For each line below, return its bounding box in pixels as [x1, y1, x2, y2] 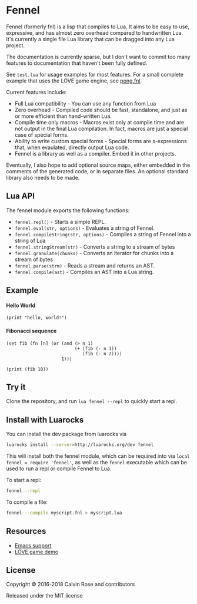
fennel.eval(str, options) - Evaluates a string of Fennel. [14, 225, 155, 232]
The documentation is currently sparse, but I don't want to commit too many [6, 53, 191, 60]
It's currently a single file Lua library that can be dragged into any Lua [6, 35, 175, 42]
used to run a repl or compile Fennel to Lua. [6, 465, 112, 472]
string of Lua [14, 237, 46, 244]
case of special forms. [14, 131, 69, 138]
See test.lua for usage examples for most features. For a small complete [6, 71, 184, 78]
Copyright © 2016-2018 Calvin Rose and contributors [6, 581, 135, 588]
